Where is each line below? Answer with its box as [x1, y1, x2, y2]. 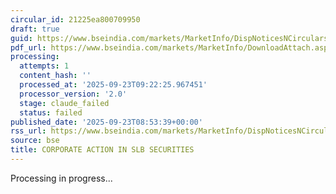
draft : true [10, 24, 60, 34]
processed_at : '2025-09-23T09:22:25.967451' [19, 80, 208, 90]
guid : [10, 33, 33, 43]
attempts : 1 [19, 61, 70, 71]
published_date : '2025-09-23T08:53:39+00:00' [10, 117, 203, 127]
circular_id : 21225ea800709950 [10, 14, 141, 25]
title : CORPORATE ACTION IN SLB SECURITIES [10, 145, 195, 155]
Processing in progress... [10, 172, 113, 184]
